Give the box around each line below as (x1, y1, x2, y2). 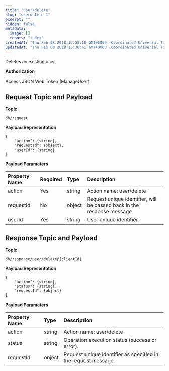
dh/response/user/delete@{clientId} (5, 257, 82, 262)
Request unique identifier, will (87, 196, 157, 203)
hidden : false (5, 21, 35, 27)
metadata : (5, 26, 26, 31)
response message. (87, 208, 133, 215)
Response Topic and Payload (5, 234, 98, 242)
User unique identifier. (87, 216, 140, 224)
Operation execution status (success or (63, 337, 157, 344)
